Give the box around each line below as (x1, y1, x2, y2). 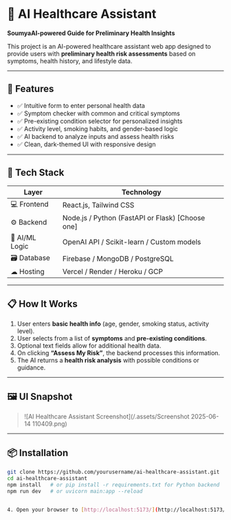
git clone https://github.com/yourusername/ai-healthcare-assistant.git (7, 468, 220, 475)
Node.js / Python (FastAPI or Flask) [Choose (62, 213, 206, 223)
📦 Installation (7, 446, 69, 459)
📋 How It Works (7, 298, 78, 310)
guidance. (16, 363, 46, 372)
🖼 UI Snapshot (7, 391, 73, 403)
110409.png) (32, 420, 67, 428)
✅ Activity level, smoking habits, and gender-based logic (16, 124, 179, 133)
